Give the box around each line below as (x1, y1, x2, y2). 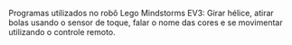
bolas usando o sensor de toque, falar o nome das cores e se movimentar (8, 17, 283, 28)
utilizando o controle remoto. (8, 27, 117, 37)
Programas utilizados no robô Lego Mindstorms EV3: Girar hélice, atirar (8, 8, 275, 18)
